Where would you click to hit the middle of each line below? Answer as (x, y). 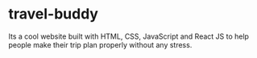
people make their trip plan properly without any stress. (100, 44)
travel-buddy (54, 14)
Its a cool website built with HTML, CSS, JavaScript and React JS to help (129, 36)
